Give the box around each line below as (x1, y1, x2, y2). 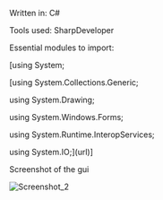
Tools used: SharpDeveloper (9, 25, 115, 35)
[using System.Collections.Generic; (9, 77, 139, 88)
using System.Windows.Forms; (9, 112, 124, 122)
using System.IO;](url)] (9, 147, 94, 157)
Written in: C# (9, 8, 61, 18)
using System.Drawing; (9, 94, 96, 105)
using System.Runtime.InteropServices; (9, 129, 155, 140)
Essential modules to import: (9, 42, 115, 53)
